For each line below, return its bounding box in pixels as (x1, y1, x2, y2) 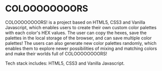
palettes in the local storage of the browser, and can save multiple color (5, 35, 152, 41)
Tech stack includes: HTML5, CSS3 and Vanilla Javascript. (5, 60, 125, 66)
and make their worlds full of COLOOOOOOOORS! (5, 50, 108, 57)
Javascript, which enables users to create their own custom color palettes (5, 24, 157, 30)
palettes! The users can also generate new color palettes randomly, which (5, 40, 157, 46)
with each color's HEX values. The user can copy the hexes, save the (5, 30, 147, 35)
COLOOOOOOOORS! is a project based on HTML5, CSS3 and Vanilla (5, 19, 146, 25)
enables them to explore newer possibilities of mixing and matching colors (5, 45, 158, 51)
